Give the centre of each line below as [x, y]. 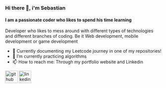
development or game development [42, 41]
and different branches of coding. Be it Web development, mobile [72, 36]
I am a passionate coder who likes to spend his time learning [69, 20]
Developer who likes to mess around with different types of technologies [79, 31]
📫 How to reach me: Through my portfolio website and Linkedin [78, 62]
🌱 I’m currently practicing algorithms [49, 56]
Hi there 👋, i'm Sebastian [35, 8]
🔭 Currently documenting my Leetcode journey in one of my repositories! [87, 51]
